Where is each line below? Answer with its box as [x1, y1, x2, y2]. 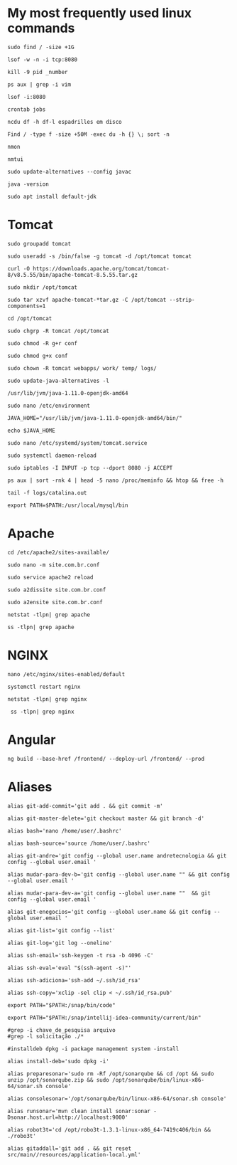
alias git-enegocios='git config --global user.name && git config [7, 908, 211, 915]
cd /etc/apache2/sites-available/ [7, 549, 110, 556]
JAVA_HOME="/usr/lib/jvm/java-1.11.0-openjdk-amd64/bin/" [7, 414, 182, 421]
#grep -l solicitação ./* [7, 1033, 84, 1040]
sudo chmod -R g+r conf [7, 339, 78, 347]
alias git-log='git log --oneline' [7, 939, 113, 947]
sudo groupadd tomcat [7, 240, 72, 247]
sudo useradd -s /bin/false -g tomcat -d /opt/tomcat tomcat [7, 253, 192, 260]
